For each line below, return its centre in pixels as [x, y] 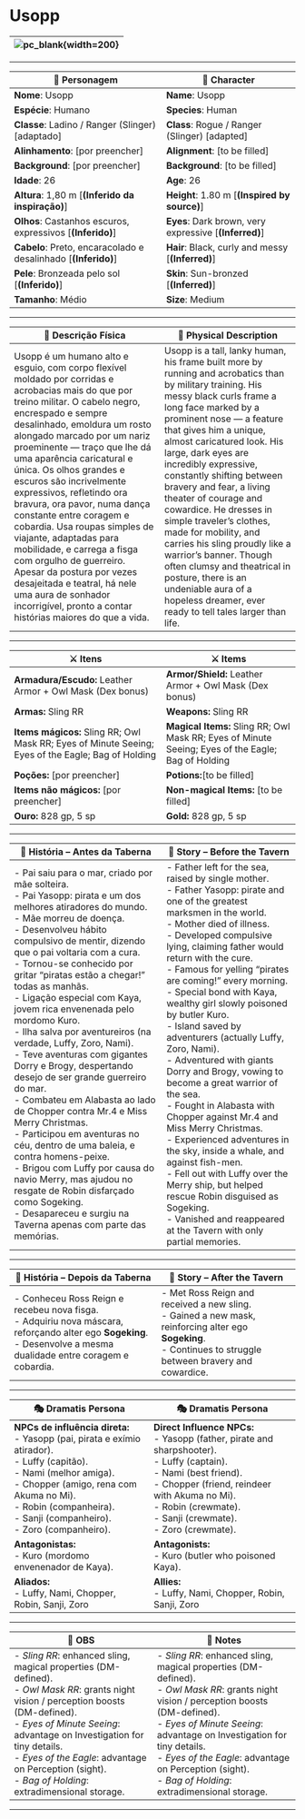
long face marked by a [212, 407]
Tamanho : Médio [51, 299]
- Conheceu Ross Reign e [69, 1298]
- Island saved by [204, 1025]
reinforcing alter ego [204, 1327]
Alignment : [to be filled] [218, 151]
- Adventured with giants [220, 1060]
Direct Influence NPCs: [204, 1427]
